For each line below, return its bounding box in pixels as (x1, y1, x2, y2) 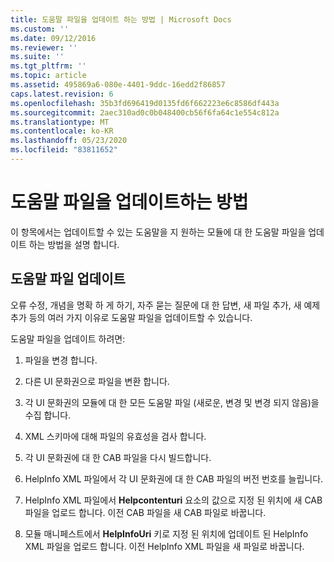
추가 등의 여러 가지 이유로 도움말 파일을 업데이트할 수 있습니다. (10, 311, 253, 323)
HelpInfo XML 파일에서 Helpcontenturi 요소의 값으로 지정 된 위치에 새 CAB (24, 494, 323, 506)
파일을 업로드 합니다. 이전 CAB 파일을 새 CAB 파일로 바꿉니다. (24, 506, 267, 518)
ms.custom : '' (10, 24, 70, 34)
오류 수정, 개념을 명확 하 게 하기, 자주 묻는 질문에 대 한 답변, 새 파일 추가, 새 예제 (10, 299, 321, 311)
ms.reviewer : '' (10, 42, 78, 53)
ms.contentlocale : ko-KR (10, 126, 114, 136)
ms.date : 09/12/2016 (10, 33, 97, 43)
